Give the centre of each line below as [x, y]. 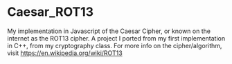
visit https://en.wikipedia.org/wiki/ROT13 [65, 53]
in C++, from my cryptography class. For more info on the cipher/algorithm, [115, 45]
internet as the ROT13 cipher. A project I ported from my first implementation [116, 38]
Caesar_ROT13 [51, 12]
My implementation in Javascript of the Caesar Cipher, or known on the [109, 31]
